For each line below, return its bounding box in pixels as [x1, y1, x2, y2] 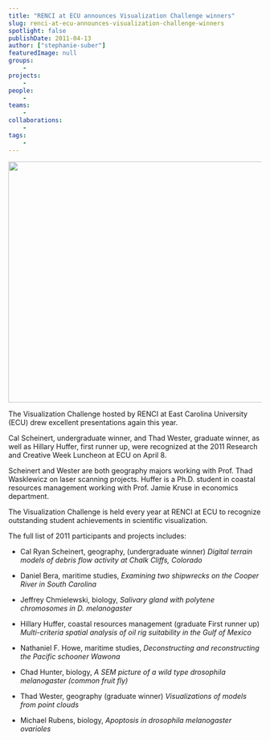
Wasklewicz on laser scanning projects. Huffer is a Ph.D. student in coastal [8, 474, 256, 484]
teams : [8, 101, 31, 109]
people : [8, 86, 35, 95]
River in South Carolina [19, 579, 97, 589]
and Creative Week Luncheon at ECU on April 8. [8, 450, 167, 460]
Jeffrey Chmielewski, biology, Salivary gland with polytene [19, 595, 215, 604]
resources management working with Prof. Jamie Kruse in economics [8, 483, 239, 493]
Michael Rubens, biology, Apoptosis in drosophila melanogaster [19, 715, 232, 725]
